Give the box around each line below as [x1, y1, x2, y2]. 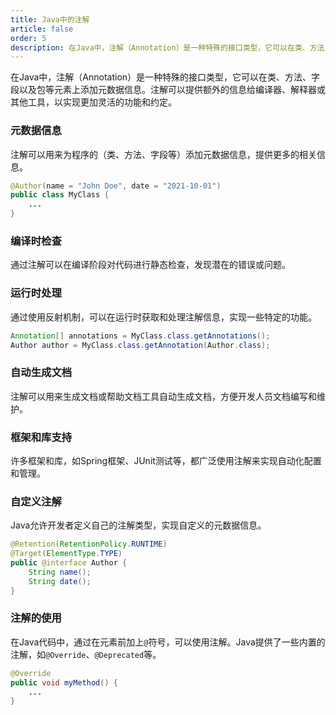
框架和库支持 [10, 430, 73, 444]
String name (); [28, 567, 92, 577]
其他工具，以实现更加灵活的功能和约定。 [10, 96, 177, 108]
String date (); [28, 576, 92, 586]
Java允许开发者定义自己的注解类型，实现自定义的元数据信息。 [10, 519, 267, 531]
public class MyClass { [10, 190, 110, 200]
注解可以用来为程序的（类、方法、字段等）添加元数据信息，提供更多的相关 [10, 148, 317, 160]
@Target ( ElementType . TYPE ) [10, 549, 123, 559]
